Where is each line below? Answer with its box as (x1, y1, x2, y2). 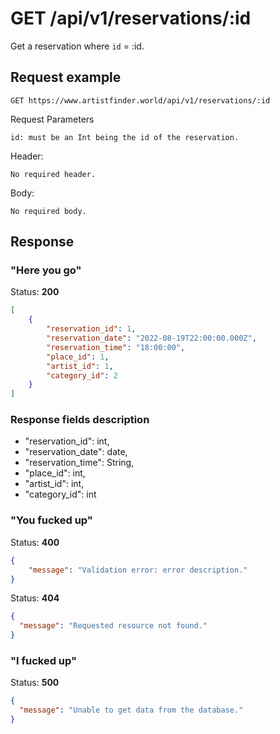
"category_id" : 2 (46, 370, 118, 381)
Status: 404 (10, 592, 60, 604)
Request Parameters (10, 113, 95, 125)
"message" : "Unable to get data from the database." (19, 705, 244, 716)
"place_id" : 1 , (46, 352, 110, 362)
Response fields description (10, 413, 150, 427)
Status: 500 (10, 677, 60, 689)
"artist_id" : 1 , (46, 361, 114, 371)
